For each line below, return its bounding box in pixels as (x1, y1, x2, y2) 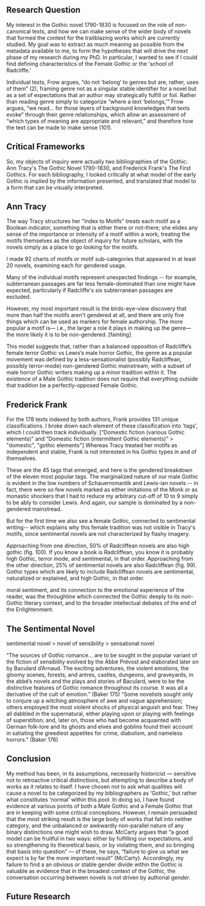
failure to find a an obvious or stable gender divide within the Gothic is (6, 861, 183, 868)
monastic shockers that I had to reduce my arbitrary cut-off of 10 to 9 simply (6, 492, 198, 500)
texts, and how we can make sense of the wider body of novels (32, 27, 191, 35)
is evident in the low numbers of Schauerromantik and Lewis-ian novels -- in (6, 480, 198, 487)
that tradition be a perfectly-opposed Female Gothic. (6, 382, 138, 389)
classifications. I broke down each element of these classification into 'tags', (6, 422, 198, 429)
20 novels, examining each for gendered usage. (6, 262, 127, 269)
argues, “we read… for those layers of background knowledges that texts (6, 104, 190, 112)
